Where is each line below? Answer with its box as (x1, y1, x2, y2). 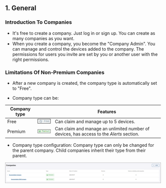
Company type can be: (12, 95, 59, 101)
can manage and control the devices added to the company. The (12, 46, 144, 52)
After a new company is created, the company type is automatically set (12, 80, 157, 86)
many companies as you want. (12, 35, 75, 41)
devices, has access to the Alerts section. (55, 131, 139, 137)
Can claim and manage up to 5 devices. (55, 119, 135, 125)
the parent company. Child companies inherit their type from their (12, 147, 146, 153)
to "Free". (12, 85, 32, 91)
